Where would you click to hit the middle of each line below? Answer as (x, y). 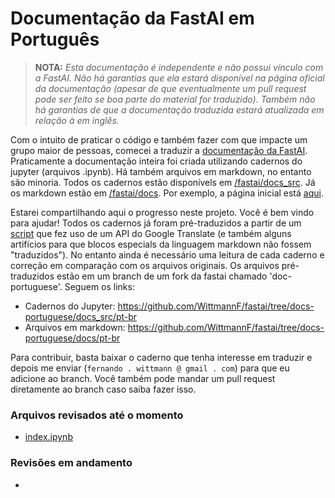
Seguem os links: (99, 286)
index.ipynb (48, 437)
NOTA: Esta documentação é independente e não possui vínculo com (179, 67)
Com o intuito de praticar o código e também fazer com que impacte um (159, 139)
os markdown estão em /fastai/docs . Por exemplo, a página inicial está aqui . (167, 193)
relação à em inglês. (77, 120)
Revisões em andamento (71, 463)
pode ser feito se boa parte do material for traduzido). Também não (175, 99)
